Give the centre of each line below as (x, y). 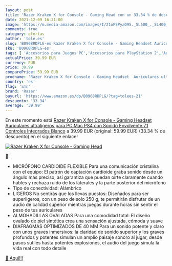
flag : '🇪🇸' (18, 86)
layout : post (19, 10)
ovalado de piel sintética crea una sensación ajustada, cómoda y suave (88, 221)
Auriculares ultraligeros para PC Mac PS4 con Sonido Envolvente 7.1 (77, 126)
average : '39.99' (24, 106)
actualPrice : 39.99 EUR (31, 58)
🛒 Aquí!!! (14, 258)
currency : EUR (20, 63)
